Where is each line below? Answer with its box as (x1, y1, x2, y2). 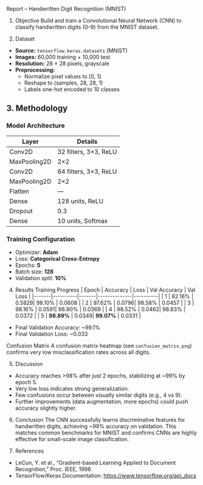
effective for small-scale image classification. (15, 435, 129, 442)
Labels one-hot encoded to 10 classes (24, 86, 120, 93)
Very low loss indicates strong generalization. (15, 385, 129, 392)
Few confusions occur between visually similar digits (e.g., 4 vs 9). (15, 391, 182, 399)
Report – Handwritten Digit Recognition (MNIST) (6, 5, 126, 12)
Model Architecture (6, 122, 65, 130)
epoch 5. (15, 378, 38, 385)
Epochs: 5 (15, 261, 41, 269)
